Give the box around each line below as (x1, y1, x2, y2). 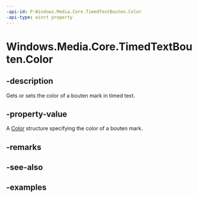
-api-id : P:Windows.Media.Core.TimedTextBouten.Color (6, 8, 142, 15)
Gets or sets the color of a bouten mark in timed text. (6, 92, 135, 99)
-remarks (6, 142, 41, 152)
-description (6, 76, 53, 86)
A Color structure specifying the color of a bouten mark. (6, 125, 143, 132)
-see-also (6, 162, 43, 172)
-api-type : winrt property (6, 14, 73, 20)
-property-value (6, 109, 68, 119)
